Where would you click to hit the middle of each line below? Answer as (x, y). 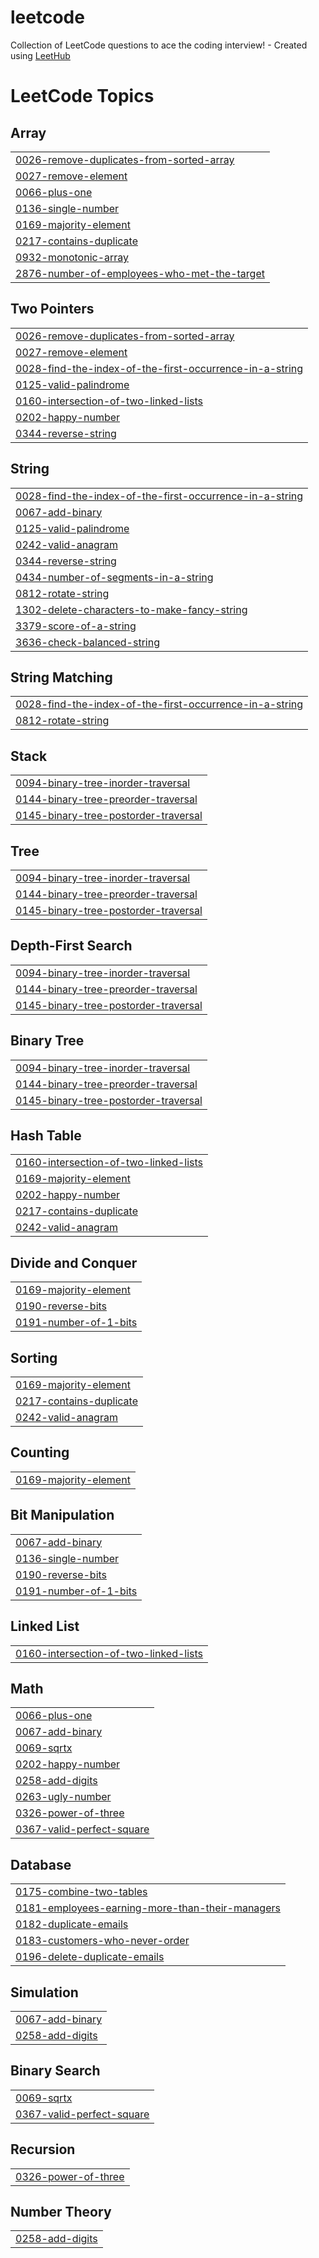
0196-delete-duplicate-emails (90, 1957)
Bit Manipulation (62, 1515)
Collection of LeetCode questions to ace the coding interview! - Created (159, 45)
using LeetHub (40, 55)
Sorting (34, 1357)
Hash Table (46, 1136)
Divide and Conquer (74, 1262)
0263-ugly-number (63, 1797)
